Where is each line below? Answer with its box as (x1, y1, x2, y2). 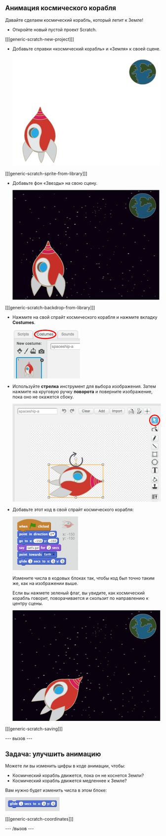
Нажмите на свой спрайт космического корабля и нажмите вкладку (12, 314, 158, 320)
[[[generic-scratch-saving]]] (5, 726, 63, 732)
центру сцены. (12, 600, 43, 607)
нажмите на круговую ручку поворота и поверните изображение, (12, 388, 153, 394)
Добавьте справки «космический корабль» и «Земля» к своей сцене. (12, 45, 161, 51)
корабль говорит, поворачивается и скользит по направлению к (12, 595, 149, 601)
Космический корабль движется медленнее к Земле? (12, 778, 127, 784)
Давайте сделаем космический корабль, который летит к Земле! (5, 17, 144, 23)
